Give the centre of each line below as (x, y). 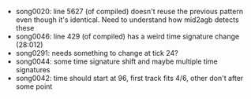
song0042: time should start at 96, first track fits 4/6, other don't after (129, 78)
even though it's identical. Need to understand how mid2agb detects (127, 20)
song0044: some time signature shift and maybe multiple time (117, 61)
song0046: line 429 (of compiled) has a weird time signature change (127, 36)
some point (34, 86)
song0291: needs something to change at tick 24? (97, 53)
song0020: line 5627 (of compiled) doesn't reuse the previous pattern (129, 11)
